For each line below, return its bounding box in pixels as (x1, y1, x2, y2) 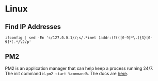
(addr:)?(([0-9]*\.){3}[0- (98, 35, 153, 40)
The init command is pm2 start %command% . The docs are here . (5, 70, 128, 76)
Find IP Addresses (5, 23, 61, 31)
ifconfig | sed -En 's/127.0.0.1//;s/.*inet (5, 35, 96, 40)
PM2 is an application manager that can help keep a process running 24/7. (5, 65, 154, 71)
